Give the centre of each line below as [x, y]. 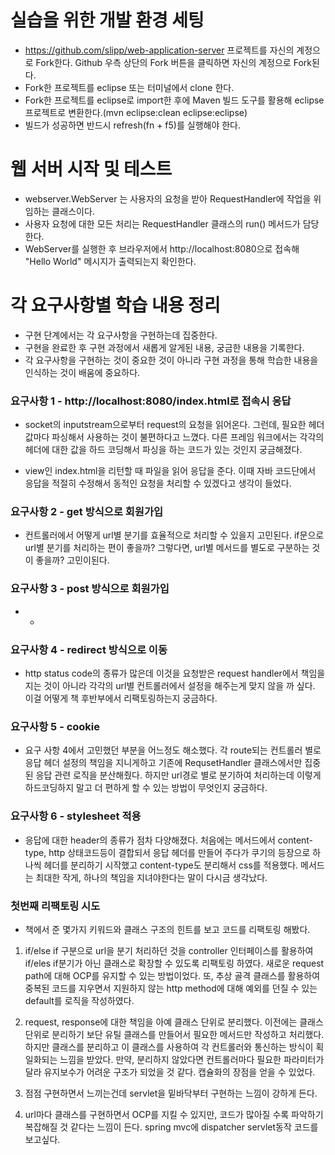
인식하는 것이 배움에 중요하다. [82, 372]
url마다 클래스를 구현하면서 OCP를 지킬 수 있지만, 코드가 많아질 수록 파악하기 [174, 1114]
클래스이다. [73, 211]
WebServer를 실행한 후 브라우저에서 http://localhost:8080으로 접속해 [162, 248]
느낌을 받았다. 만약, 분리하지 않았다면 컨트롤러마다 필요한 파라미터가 [192, 1059]
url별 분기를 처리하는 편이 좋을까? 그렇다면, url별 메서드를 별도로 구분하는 [167, 548]
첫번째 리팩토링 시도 [55, 906]
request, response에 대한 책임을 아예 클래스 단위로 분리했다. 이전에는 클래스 [174, 1022]
